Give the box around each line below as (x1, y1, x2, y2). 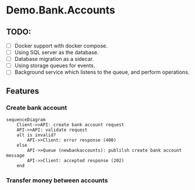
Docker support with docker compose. (14, 42, 108, 49)
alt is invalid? (16, 132, 57, 138)
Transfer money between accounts (6, 176, 108, 184)
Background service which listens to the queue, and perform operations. (14, 68, 190, 76)
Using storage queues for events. (14, 62, 95, 69)
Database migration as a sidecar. (14, 56, 94, 63)
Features (6, 86, 39, 96)
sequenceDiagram (6, 117, 46, 123)
